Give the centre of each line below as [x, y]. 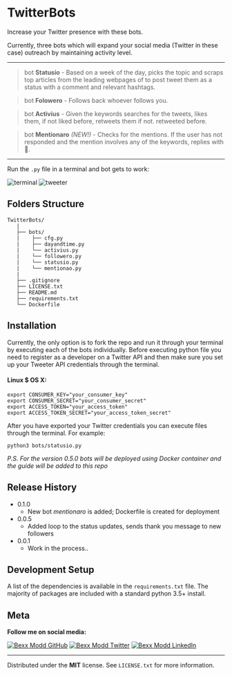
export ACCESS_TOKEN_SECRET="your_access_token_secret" [89, 413]
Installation [32, 326]
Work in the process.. [58, 548]
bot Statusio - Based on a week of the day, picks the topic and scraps [124, 72]
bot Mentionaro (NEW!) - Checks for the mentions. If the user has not [123, 134]
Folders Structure [46, 204]
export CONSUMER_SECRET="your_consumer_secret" [77, 401]
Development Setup [51, 570]
